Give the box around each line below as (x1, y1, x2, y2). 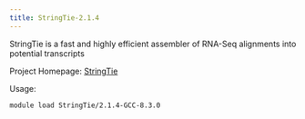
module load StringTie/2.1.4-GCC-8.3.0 (9, 101, 161, 110)
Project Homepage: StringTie (9, 65, 118, 76)
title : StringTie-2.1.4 (9, 13, 100, 23)
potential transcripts (9, 47, 85, 59)
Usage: (9, 83, 36, 94)
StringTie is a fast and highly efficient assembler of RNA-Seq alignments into (9, 38, 297, 49)
